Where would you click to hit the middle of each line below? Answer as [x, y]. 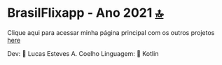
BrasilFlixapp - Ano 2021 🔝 [85, 13]
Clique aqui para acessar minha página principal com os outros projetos [111, 32]
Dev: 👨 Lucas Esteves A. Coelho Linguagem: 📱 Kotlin [83, 53]
